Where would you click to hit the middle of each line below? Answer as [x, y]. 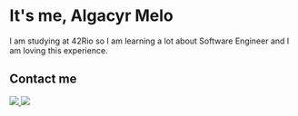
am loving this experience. [59, 50]
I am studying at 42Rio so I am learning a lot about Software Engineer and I [149, 41]
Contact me [43, 79]
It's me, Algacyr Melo [92, 16]
